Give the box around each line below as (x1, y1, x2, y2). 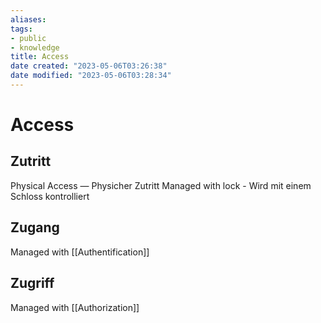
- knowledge (10, 42, 60, 53)
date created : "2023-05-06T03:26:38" (10, 61, 168, 71)
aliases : (10, 14, 47, 25)
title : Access (10, 52, 70, 62)
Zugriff (10, 275, 55, 292)
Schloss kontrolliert (10, 190, 90, 202)
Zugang (10, 219, 60, 236)
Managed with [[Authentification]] (10, 246, 150, 258)
